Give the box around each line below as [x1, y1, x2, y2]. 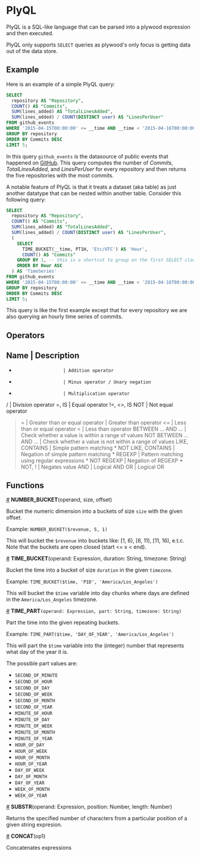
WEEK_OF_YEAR [14, 793, 48, 799]
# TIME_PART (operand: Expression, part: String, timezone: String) [6, 607, 182, 615]
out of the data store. [6, 47, 58, 54]
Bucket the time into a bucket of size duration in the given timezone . [6, 566, 173, 574]
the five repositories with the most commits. [6, 172, 114, 179]
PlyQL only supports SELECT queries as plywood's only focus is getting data [6, 41, 191, 48]
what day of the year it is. [6, 649, 68, 656]
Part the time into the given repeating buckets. [6, 619, 120, 626]
